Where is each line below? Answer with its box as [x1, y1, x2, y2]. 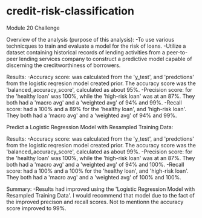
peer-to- [166, 48, 188, 56]
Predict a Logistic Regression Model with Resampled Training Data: [6, 123, 174, 130]
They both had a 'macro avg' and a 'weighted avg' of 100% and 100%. [6, 173, 181, 181]
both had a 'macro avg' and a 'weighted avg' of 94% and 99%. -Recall [6, 98, 183, 106]
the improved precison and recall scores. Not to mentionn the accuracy [6, 198, 184, 205]
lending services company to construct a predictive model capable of [19, 55, 192, 62]
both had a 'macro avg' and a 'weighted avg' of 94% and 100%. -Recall [6, 161, 184, 168]
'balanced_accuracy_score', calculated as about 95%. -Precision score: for [6, 86, 192, 93]
